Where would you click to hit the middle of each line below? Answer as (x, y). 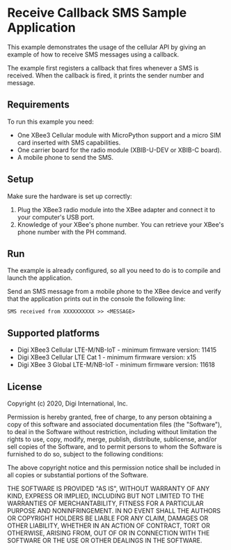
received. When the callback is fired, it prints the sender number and (105, 75)
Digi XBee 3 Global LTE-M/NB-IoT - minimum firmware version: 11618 (116, 365)
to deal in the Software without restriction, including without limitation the (112, 432)
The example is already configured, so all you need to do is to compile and (114, 271)
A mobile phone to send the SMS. (65, 157)
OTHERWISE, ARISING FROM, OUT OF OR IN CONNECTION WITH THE (109, 533)
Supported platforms (53, 333)
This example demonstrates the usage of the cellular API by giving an (107, 47)
